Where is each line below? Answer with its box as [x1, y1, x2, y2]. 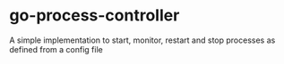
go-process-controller [9, 5, 180, 26]
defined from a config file [9, 44, 103, 54]
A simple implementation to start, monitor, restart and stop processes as [9, 35, 276, 45]
